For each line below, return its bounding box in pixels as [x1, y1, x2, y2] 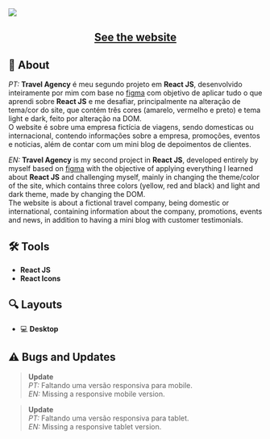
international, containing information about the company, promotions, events [8, 207, 263, 216]
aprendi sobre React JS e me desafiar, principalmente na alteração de [8, 97, 241, 107]
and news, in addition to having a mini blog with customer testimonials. [8, 215, 243, 225]
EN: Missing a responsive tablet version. [27, 421, 162, 431]
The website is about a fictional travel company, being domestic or [8, 198, 230, 208]
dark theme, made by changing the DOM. [8, 190, 146, 199]
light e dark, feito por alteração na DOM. [8, 114, 143, 123]
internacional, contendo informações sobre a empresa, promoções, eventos [8, 131, 260, 140]
